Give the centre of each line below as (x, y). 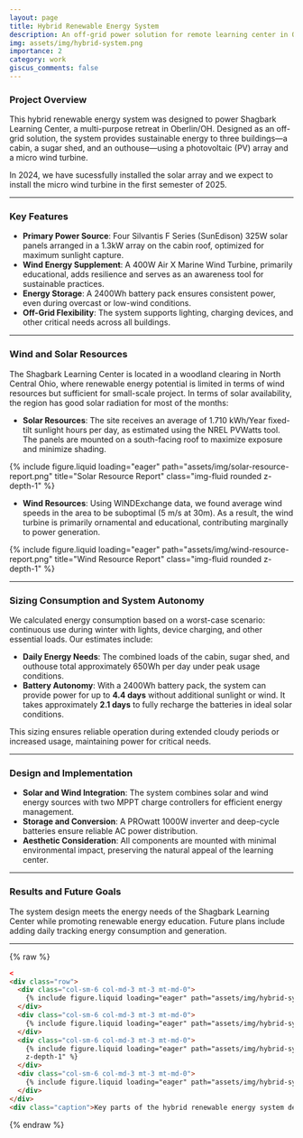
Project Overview (48, 99)
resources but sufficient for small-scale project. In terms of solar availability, (151, 393)
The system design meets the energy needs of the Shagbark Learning (139, 911)
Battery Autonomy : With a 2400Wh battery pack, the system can (144, 686)
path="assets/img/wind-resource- (225, 549)
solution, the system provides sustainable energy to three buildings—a (157, 139)
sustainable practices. (64, 284)
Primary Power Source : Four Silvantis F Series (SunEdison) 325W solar (155, 236)
